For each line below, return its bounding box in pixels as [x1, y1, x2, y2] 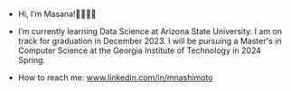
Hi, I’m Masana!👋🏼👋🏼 [17, 9, 97, 19]
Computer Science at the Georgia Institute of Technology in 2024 [17, 45, 262, 56]
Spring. [17, 55, 46, 65]
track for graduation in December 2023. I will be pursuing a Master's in [17, 36, 282, 46]
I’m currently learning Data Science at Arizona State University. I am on [17, 26, 283, 36]
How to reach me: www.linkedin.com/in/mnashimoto [17, 72, 213, 83]
